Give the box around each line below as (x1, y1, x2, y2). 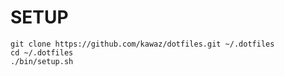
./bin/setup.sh (10, 56, 74, 66)
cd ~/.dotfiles (10, 47, 74, 58)
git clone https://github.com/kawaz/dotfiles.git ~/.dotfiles (10, 39, 275, 49)
